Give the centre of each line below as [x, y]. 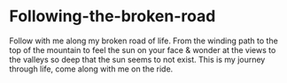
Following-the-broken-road [112, 16]
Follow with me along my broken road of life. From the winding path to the [144, 41]
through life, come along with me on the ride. [91, 69]
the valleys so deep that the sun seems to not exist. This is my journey [137, 59]
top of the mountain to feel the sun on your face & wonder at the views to [143, 49]
